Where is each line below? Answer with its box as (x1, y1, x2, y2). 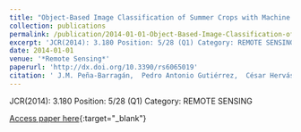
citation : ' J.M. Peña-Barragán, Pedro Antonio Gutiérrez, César (9, 71, 267, 80)
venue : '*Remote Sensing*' (9, 54, 110, 63)
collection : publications (9, 21, 106, 30)
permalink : (9, 29, 50, 38)
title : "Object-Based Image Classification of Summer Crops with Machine (9, 12, 291, 22)
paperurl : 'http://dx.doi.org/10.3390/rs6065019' (9, 63, 199, 72)
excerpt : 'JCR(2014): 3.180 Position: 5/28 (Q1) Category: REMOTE (9, 37, 262, 47)
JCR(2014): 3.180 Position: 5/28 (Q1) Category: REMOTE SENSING (9, 95, 253, 106)
